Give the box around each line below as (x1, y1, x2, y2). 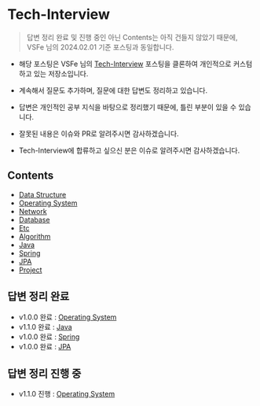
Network (18, 206, 48, 216)
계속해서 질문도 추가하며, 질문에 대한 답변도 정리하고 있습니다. (18, 85, 208, 95)
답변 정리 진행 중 (7, 367, 82, 380)
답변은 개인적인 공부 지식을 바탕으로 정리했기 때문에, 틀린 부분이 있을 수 (18, 102, 237, 112)
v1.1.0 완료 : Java (18, 322, 72, 331)
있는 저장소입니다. (33, 68, 89, 78)
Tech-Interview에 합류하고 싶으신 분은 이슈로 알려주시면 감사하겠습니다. (18, 146, 240, 155)
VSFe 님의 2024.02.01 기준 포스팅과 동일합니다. (26, 42, 174, 52)
